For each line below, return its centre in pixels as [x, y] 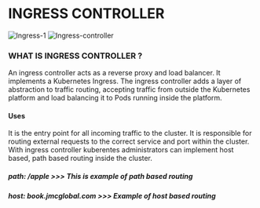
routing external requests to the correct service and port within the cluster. [129, 141]
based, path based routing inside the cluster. [81, 159]
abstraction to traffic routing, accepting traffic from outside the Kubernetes [129, 89]
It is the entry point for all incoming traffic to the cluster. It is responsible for [130, 133]
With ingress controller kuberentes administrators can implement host [121, 150]
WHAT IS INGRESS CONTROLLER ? [75, 56]
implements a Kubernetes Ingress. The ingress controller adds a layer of [125, 81]
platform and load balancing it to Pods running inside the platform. [115, 98]
